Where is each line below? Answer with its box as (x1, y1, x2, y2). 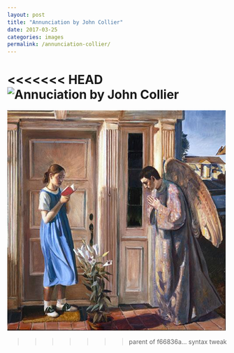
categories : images (7, 34, 64, 41)
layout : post (7, 11, 45, 18)
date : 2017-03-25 (7, 26, 58, 33)
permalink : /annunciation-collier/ (7, 41, 111, 48)
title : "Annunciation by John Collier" (7, 18, 124, 26)
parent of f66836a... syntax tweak (129, 338, 227, 346)
